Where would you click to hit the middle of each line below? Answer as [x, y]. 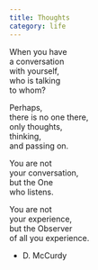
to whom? [28, 90]
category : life [38, 26]
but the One [31, 182]
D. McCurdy [45, 255]
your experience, [41, 219]
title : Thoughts [40, 18]
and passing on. [39, 146]
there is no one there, [49, 117]
